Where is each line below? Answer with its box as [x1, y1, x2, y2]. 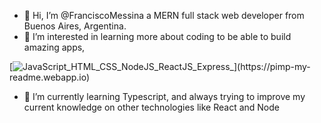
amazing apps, [23, 41, 86, 53]
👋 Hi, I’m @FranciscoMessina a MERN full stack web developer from [23, 10, 305, 21]
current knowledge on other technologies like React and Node [23, 101, 280, 113]
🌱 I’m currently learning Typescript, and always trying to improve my [23, 91, 306, 102]
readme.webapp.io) [9, 71, 91, 83]
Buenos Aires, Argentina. [23, 20, 127, 32]
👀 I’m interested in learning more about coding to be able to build [23, 31, 292, 42]
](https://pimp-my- [233, 61, 311, 72]
